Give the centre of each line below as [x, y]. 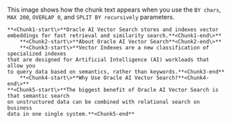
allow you [22, 66]
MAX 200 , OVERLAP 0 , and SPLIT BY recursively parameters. [91, 17]
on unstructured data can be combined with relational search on [103, 102]
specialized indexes [37, 54]
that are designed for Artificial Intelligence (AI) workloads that [108, 60]
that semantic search [38, 96]
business [20, 108]
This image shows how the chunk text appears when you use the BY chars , [114, 10]
